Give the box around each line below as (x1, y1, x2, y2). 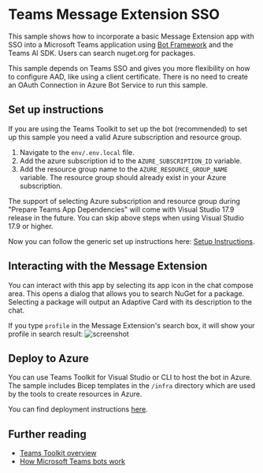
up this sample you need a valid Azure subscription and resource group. (8, 132, 243, 142)
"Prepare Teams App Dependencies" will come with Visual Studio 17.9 (8, 205, 235, 214)
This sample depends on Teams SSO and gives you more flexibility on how (8, 63, 250, 72)
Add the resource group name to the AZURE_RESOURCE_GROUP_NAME (19, 164, 228, 174)
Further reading (8, 427, 87, 441)
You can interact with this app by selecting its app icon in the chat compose (8, 280, 254, 290)
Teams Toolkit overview (19, 449, 97, 458)
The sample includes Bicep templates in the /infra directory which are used (8, 381, 256, 390)
